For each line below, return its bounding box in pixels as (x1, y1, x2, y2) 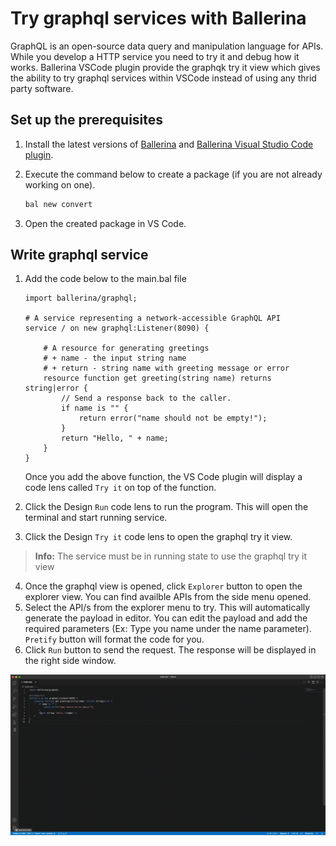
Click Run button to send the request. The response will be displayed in (24, 644, 317, 656)
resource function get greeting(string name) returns (43, 373, 272, 384)
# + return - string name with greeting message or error (43, 363, 290, 374)
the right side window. (24, 655, 117, 667)
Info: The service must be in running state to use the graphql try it (34, 550, 307, 562)
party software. (10, 82, 74, 94)
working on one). (24, 178, 96, 191)
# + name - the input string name (43, 353, 187, 364)
